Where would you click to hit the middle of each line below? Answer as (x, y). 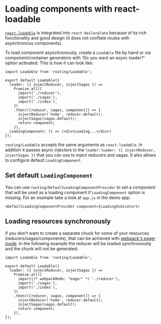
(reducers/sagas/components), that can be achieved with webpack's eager (80, 238)
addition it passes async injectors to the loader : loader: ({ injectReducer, (80, 150)
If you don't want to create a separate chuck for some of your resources (77, 233)
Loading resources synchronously (58, 222)
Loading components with (59, 9)
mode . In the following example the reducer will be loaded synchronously (78, 243)
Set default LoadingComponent (49, 175)
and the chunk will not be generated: (42, 249)
